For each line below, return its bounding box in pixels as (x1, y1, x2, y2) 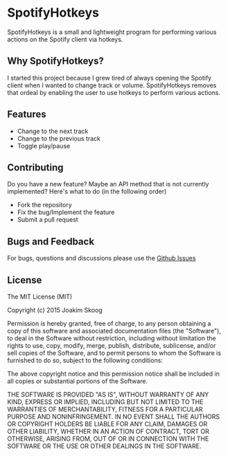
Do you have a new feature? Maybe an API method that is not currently (7, 180, 209, 188)
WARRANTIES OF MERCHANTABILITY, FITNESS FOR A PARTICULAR (7, 405, 203, 413)
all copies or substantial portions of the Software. (7, 377, 148, 385)
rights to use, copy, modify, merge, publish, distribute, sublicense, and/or (7, 342, 216, 349)
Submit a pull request (17, 216, 78, 224)
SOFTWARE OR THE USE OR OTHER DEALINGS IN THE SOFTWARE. (7, 442, 202, 450)
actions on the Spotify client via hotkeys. (7, 35, 123, 43)
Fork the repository (17, 201, 73, 209)
